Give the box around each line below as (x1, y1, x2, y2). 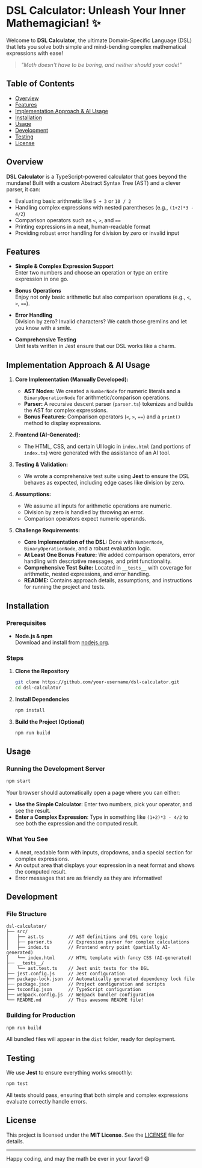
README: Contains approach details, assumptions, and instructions (23, 577, 192, 584)
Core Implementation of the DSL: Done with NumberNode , (23, 538, 164, 545)
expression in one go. (14, 275, 69, 283)
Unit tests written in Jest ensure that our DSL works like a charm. (14, 343, 176, 350)
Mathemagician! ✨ (6, 16, 101, 30)
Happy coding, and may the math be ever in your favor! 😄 (6, 1155, 150, 1162)
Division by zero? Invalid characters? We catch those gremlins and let (14, 318, 188, 325)
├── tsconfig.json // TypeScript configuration (6, 987, 141, 993)
